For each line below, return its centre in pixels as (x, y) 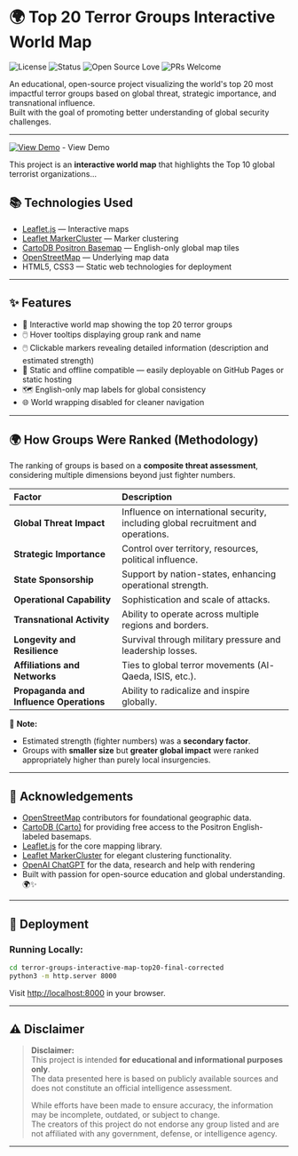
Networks (35, 676)
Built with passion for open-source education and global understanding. (153, 874)
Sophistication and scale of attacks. (196, 600)
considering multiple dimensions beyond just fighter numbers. (122, 475)
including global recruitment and (189, 523)
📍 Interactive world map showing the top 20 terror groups (127, 324)
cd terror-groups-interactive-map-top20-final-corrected (117, 968)
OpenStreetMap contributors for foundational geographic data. (137, 817)
